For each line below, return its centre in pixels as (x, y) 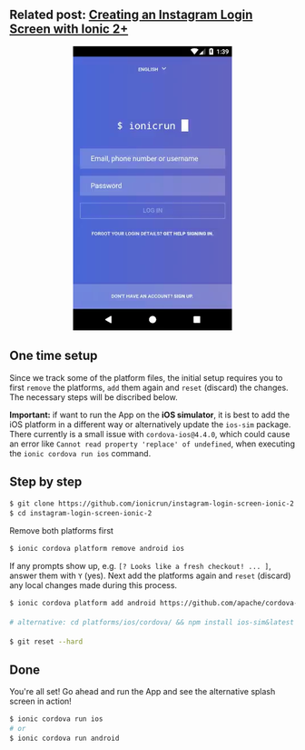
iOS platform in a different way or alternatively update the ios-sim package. (150, 424)
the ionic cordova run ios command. (80, 453)
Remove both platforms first (61, 531)
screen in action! (41, 701)
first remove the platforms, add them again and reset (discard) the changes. (149, 387)
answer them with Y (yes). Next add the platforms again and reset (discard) (150, 575)
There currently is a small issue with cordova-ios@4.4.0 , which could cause (150, 434)
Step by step (46, 482)
